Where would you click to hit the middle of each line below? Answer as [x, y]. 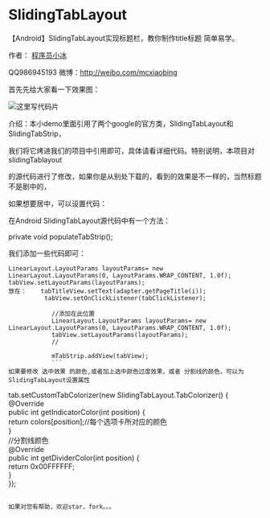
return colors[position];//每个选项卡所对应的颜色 [88, 421]
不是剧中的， [29, 186]
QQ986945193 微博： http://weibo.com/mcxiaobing [93, 72]
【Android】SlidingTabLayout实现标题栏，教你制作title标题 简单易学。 [124, 38]
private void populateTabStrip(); [61, 236]
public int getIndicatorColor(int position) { [77, 412]
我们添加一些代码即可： [47, 253]
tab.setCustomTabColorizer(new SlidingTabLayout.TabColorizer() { [119, 395]
